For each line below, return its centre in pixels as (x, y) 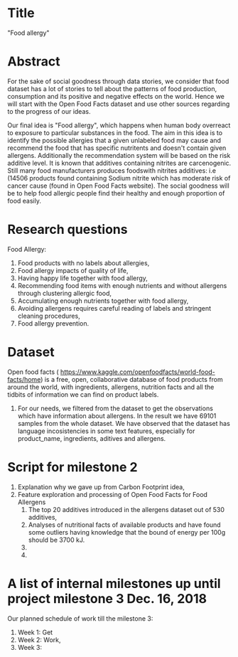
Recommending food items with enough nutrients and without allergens (122, 285)
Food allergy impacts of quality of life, (73, 270)
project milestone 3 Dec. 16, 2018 (107, 598)
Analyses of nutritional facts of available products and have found (125, 525)
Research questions (67, 230)
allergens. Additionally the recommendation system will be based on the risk (119, 155)
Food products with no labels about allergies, (83, 263)
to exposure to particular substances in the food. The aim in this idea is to (115, 132)
